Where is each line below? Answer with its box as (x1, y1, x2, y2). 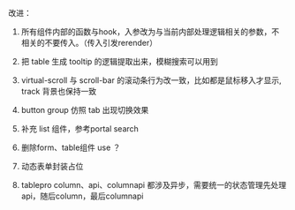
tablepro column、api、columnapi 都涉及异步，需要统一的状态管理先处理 (20, 180, 287, 190)
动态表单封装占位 (20, 161, 84, 171)
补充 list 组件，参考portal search (20, 124, 139, 134)
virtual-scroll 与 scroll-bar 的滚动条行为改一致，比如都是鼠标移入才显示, (20, 75, 282, 86)
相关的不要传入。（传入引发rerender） (20, 38, 158, 48)
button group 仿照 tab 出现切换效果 (20, 105, 149, 115)
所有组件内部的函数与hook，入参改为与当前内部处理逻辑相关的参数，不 (20, 26, 280, 37)
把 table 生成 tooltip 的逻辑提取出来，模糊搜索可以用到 (20, 56, 218, 66)
